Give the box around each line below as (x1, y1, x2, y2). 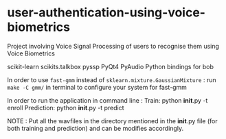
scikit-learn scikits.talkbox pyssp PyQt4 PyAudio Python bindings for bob (7, 62, 214, 71)
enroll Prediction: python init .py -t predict (7, 103, 124, 112)
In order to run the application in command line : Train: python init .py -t (7, 96, 208, 104)
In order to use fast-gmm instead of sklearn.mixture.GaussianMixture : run (7, 75, 216, 84)
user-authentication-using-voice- (7, 5, 206, 21)
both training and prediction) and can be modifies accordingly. (7, 124, 184, 132)
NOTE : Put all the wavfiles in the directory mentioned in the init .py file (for (7, 116, 218, 125)
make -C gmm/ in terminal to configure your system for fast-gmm (7, 83, 188, 91)
